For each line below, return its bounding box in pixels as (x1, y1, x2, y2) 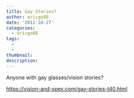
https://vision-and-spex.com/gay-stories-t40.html (6, 85, 128, 92)
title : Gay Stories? (6, 8, 57, 15)
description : (6, 58, 38, 63)
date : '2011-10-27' (6, 19, 54, 25)
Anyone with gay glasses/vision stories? (6, 74, 104, 81)
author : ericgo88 (6, 14, 49, 20)
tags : (6, 36, 19, 42)
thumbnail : (6, 52, 33, 58)
